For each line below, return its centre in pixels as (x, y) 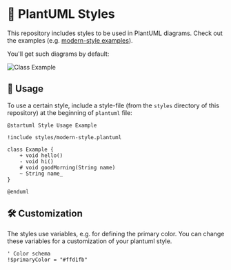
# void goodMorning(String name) (68, 167)
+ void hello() (41, 155)
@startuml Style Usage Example (52, 125)
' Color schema (29, 253)
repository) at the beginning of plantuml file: (70, 112)
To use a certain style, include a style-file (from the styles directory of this (113, 105)
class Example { (30, 149)
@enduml (18, 191)
